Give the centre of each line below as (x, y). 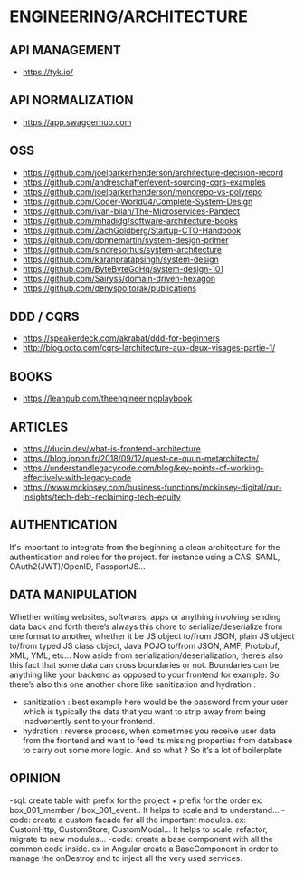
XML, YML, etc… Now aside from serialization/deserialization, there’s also (146, 655)
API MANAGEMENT (66, 50)
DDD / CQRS (44, 317)
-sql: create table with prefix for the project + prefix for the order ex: (137, 800)
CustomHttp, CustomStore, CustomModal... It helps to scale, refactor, (139, 829)
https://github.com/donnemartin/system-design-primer (125, 240)
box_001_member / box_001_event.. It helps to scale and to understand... (144, 810)
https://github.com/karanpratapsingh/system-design (120, 259)
